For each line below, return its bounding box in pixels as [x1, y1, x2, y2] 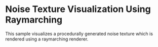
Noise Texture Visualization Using [5, 3, 151, 15]
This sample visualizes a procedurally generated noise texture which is [5, 30, 153, 36]
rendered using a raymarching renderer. [5, 36, 89, 42]
